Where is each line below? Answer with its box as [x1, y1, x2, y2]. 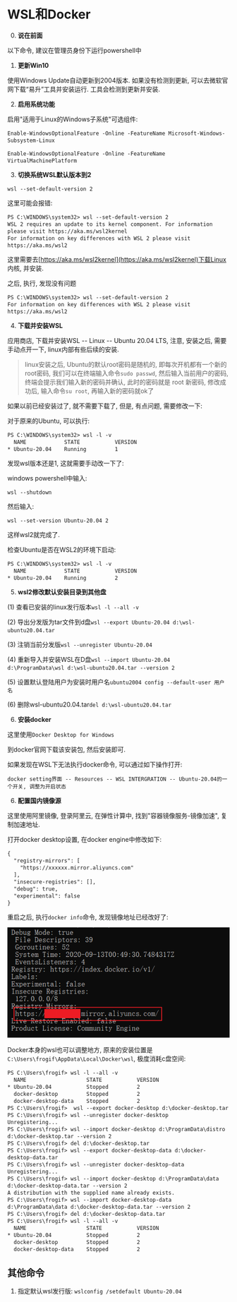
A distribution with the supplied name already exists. [7, 1190, 175, 1197]
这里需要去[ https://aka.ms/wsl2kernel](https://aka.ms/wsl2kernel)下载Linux [7, 255, 227, 263]
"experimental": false [13, 892, 80, 900]
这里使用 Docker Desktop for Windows [7, 730, 115, 738]
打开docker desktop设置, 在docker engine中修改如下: [7, 835, 162, 843]
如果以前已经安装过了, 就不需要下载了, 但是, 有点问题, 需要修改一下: [7, 402, 202, 410]
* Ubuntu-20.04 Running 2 [7, 574, 119, 581]
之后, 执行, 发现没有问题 [7, 279, 76, 287]
